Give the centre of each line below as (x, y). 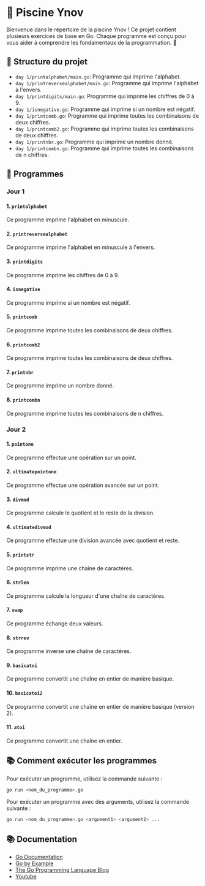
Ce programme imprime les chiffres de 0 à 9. (63, 275)
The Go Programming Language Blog (62, 870)
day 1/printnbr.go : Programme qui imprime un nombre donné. (94, 142)
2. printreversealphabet (37, 234)
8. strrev (18, 638)
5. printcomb (22, 317)
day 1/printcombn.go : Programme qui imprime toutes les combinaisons (104, 148)
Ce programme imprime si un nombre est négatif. (68, 302)
